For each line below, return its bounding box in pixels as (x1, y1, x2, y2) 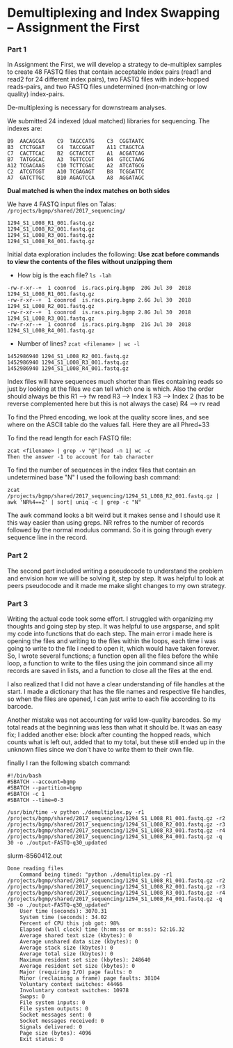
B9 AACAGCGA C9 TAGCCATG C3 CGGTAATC (7, 138, 145, 145)
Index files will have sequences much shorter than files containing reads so (7, 378, 223, 386)
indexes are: (7, 124, 42, 133)
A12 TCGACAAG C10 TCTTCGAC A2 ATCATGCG (7, 162, 145, 169)
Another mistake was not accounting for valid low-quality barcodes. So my (7, 716, 221, 724)
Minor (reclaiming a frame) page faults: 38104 (19, 975, 160, 982)
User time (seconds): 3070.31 (19, 908, 108, 915)
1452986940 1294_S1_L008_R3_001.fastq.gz (7, 359, 129, 367)
